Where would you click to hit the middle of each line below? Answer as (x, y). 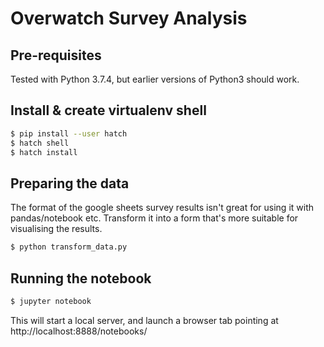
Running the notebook (81, 278)
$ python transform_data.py (69, 247)
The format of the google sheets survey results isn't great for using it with (162, 208)
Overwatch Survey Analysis (129, 18)
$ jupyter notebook (51, 301)
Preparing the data (70, 183)
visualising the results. (56, 229)
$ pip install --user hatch (69, 133)
